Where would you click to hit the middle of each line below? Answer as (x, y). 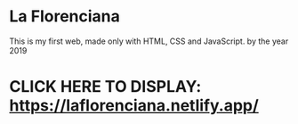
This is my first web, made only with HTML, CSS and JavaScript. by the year (149, 41)
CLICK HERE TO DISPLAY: (105, 87)
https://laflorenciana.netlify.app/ (134, 106)
